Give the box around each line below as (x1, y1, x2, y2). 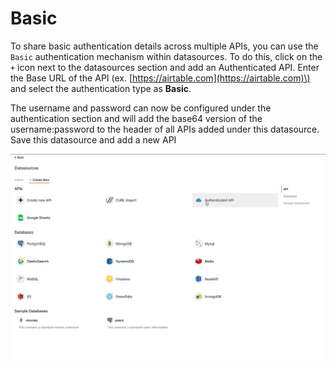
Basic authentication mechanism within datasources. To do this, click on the (10, 50, 323, 62)
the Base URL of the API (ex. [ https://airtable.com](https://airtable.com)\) (10, 72, 311, 84)
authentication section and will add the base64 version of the (10, 112, 263, 124)
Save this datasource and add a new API (10, 133, 177, 146)
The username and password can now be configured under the (10, 102, 272, 114)
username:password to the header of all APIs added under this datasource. (10, 123, 320, 135)
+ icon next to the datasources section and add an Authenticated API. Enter (10, 61, 320, 73)
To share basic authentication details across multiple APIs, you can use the (10, 40, 319, 52)
